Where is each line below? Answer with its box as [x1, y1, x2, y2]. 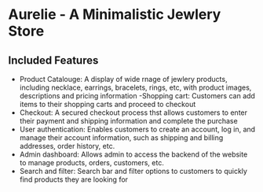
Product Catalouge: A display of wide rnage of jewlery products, [19, 75, 228, 83]
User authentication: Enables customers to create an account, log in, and [19, 124, 256, 134]
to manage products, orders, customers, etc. [19, 158, 165, 167]
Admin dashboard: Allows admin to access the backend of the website [19, 150, 248, 159]
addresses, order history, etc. [19, 142, 115, 150]
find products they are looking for [19, 175, 128, 184]
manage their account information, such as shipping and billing [19, 133, 224, 142]
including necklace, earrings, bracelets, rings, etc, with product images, [19, 83, 252, 92]
